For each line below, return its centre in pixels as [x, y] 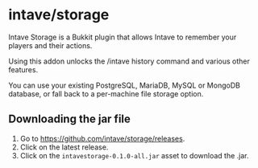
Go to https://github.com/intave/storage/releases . [102, 138]
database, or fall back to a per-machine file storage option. [106, 93]
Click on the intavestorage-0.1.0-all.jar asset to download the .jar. [134, 155]
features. [23, 69]
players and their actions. [50, 45]
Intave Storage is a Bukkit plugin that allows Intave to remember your [123, 37]
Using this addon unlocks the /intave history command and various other [129, 61]
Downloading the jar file [70, 119]
